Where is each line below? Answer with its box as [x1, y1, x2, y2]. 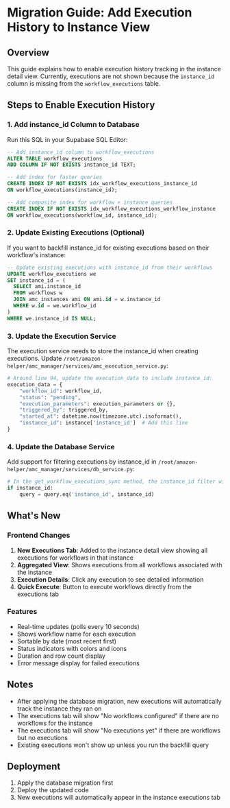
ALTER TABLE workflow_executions [7, 155, 103, 162]
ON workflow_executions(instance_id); [7, 187, 118, 193]
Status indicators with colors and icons [16, 644, 127, 652]
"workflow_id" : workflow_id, [19, 388, 103, 394]
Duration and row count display [16, 652, 106, 660]
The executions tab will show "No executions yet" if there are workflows [16, 726, 221, 735]
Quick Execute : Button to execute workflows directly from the [16, 582, 192, 591]
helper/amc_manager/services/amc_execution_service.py [7, 363, 167, 370]
